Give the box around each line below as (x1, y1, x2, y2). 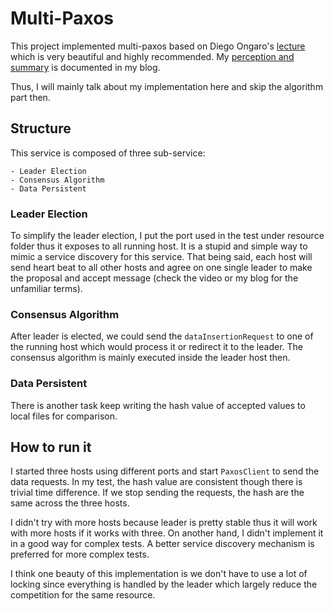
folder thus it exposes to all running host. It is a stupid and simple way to (10, 240, 308, 252)
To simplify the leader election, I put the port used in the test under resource (10, 230, 325, 242)
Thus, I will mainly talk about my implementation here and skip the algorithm (10, 80, 324, 92)
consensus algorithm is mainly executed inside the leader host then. (10, 352, 291, 364)
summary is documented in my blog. (10, 61, 161, 73)
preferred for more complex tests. (10, 548, 150, 561)
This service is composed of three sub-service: (10, 147, 206, 159)
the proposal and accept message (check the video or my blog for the (10, 272, 299, 284)
